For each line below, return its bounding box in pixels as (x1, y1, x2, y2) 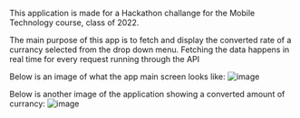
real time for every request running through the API (9, 54, 200, 64)
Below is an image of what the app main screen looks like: (9, 71, 226, 82)
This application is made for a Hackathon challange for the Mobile (9, 8, 256, 18)
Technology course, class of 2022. (9, 17, 140, 28)
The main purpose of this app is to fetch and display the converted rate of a (9, 35, 292, 45)
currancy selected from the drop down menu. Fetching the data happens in (9, 44, 290, 55)
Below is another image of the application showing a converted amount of (9, 89, 285, 99)
